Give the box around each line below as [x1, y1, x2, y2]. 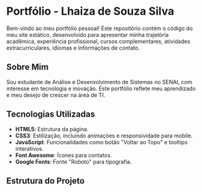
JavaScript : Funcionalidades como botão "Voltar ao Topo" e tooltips [15, 138, 188, 145]
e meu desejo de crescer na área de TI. [6, 91, 105, 99]
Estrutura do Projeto [6, 175, 85, 186]
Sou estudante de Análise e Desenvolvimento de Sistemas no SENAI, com [6, 78, 193, 85]
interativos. [15, 145, 44, 152]
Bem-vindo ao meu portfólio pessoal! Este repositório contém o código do [6, 25, 193, 32]
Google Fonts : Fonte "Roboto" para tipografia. [15, 158, 132, 165]
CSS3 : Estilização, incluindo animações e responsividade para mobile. [15, 132, 193, 139]
